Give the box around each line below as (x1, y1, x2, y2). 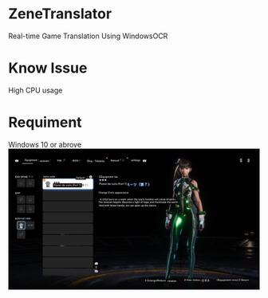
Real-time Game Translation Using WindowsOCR (8, 31, 168, 41)
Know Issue (8, 59, 88, 77)
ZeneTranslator (8, 5, 112, 23)
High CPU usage (8, 85, 63, 95)
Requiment (8, 113, 82, 131)
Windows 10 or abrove (8, 139, 82, 149)
